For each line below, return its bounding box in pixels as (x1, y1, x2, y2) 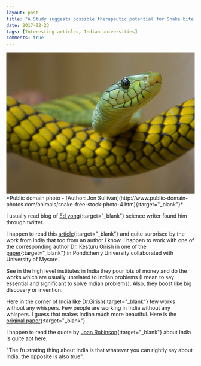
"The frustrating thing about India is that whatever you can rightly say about (6, 347, 193, 354)
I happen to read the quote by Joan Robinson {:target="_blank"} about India (6, 329, 191, 336)
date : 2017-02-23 (6, 22, 50, 28)
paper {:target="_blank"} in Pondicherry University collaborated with (6, 249, 174, 257)
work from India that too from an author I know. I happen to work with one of (6, 237, 194, 244)
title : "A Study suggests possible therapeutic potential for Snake (6, 16, 181, 22)
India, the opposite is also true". (6, 353, 84, 360)
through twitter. (6, 219, 44, 226)
